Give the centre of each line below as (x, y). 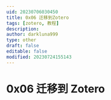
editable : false (27, 52)
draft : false (23, 46)
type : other (21, 40)
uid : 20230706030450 (32, 12)
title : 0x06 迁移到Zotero (38, 18)
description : (23, 29)
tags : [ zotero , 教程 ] (33, 23)
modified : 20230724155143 (39, 57)
